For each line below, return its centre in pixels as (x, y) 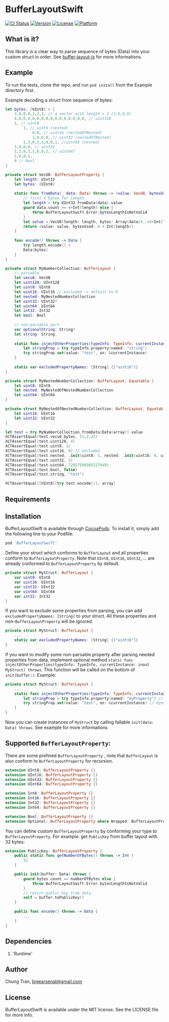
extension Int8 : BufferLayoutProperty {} (49, 794)
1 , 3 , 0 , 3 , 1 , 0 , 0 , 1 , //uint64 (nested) (62, 142)
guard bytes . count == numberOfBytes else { (69, 879)
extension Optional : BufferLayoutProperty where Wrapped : (67, 821)
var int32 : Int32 (32, 596)
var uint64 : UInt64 (35, 592)
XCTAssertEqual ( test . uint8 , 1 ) (38, 446)
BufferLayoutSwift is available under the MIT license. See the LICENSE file (82, 1010)
